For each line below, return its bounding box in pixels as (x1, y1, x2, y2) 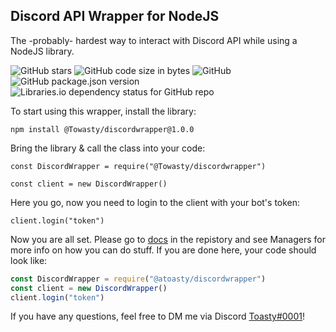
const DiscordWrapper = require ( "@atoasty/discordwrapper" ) (10, 274, 267, 284)
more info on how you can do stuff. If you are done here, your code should (10, 244, 317, 256)
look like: (10, 254, 48, 266)
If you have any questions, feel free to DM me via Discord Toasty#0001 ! (10, 310, 306, 323)
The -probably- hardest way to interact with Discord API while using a (10, 34, 298, 46)
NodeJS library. (10, 45, 75, 57)
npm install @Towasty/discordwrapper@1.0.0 (10, 124, 195, 134)
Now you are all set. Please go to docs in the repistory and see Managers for (10, 233, 326, 245)
